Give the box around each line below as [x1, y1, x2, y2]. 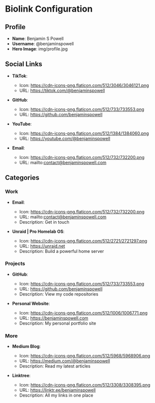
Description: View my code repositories [19, 291, 99, 297]
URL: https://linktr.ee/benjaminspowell [19, 387, 96, 393]
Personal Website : [12, 300, 50, 306]
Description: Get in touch [19, 219, 69, 225]
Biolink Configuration [5, 3, 93, 15]
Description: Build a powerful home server [19, 248, 104, 254]
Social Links [5, 60, 43, 69]
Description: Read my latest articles [19, 363, 91, 369]
